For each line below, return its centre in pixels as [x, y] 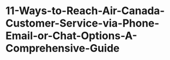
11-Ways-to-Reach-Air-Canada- [85, 11]
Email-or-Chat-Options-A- [71, 36]
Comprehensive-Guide [63, 49]
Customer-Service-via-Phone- [82, 23]
